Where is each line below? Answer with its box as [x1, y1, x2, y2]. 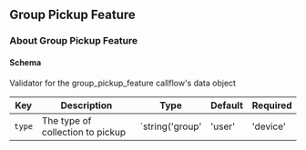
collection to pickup [41, 125, 126, 138]
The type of [41, 114, 92, 126]
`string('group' [139, 120, 202, 133]
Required [251, 99, 292, 112]
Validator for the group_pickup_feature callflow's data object [9, 77, 237, 88]
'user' [210, 120, 236, 133]
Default [210, 99, 244, 112]
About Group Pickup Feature [9, 35, 138, 47]
